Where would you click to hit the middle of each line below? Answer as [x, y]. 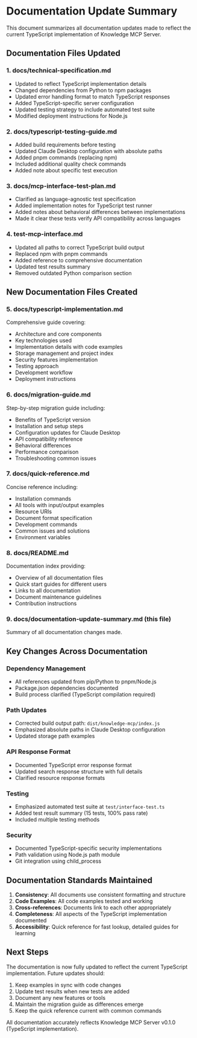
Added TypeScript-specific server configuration [74, 103]
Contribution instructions [46, 603]
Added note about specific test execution [66, 170]
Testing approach [37, 366]
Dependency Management [46, 668]
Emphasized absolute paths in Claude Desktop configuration [90, 730]
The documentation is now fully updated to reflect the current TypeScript [97, 967]
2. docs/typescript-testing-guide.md [62, 131]
